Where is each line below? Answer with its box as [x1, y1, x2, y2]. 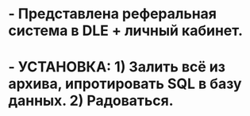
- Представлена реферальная [8, 5, 217, 23]
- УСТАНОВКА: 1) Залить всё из [8, 58, 226, 76]
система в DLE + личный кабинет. [8, 21, 244, 40]
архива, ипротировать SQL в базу [8, 75, 242, 93]
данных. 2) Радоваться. [8, 92, 174, 110]
